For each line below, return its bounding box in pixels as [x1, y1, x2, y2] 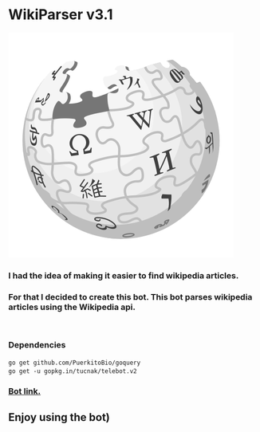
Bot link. [8, 386, 41, 397]
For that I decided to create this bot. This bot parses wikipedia [8, 291, 253, 302]
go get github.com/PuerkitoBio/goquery [8, 359, 141, 367]
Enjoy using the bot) [8, 410, 110, 424]
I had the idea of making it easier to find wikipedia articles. [8, 269, 239, 281]
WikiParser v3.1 [8, 6, 113, 24]
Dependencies [8, 340, 66, 351]
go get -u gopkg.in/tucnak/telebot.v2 [8, 367, 137, 375]
